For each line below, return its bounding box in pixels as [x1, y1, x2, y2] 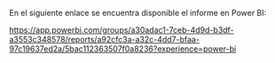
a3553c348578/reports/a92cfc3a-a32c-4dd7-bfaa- [9, 35, 200, 44]
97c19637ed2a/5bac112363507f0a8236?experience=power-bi [9, 43, 237, 54]
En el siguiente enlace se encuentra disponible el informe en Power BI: [9, 8, 267, 18]
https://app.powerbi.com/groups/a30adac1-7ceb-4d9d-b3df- [9, 25, 234, 35]
